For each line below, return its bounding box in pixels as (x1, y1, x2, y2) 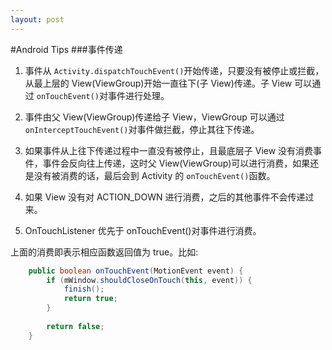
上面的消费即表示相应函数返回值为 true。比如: (10, 246, 199, 258)
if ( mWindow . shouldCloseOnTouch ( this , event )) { (46, 275, 253, 285)
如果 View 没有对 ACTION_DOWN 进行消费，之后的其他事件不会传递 (24, 191, 306, 203)
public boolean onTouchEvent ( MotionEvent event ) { (28, 266, 244, 276)
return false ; (46, 321, 105, 331)
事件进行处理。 (107, 89, 170, 101)
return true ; (63, 294, 118, 304)
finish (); (63, 284, 105, 295)
